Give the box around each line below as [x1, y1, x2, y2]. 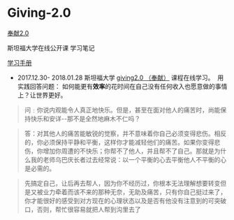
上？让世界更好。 [17, 91, 67, 99]
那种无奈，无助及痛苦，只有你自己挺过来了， [97, 187, 227, 196]
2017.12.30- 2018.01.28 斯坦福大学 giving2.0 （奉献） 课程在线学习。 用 [17, 73, 224, 82]
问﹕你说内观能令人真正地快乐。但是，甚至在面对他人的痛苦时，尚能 [24, 105, 221, 114]
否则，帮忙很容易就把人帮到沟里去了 [36, 205, 141, 214]
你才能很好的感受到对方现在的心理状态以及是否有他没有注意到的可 [24, 196, 214, 205]
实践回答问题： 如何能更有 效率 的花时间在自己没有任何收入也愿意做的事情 [17, 82, 228, 90]
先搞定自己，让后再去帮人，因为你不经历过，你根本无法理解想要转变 [24, 179, 221, 187]
